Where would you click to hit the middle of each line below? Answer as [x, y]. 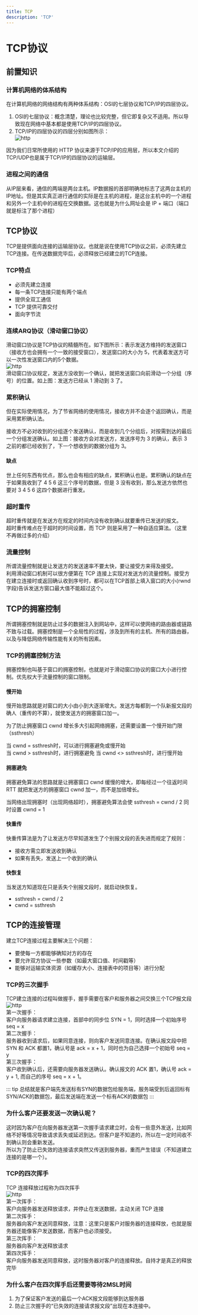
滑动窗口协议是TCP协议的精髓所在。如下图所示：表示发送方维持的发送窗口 [96, 345]
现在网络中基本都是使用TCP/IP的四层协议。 [72, 124]
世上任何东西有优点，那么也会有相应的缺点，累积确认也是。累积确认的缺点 [96, 475]
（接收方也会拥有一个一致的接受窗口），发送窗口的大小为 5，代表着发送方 [95, 352]
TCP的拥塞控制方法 [33, 655]
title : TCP [19, 12]
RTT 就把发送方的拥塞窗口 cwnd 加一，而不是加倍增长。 [74, 789]
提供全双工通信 [33, 299]
